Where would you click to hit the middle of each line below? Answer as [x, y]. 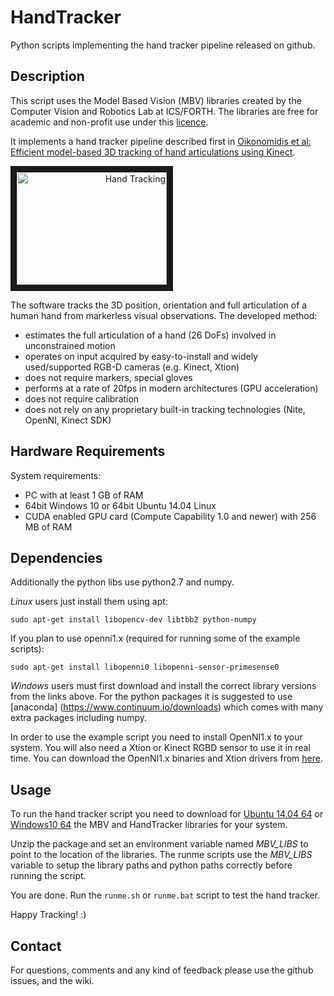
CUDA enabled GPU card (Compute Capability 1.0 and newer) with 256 [170, 516]
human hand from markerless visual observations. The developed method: [164, 315]
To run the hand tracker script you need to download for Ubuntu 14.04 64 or [167, 814]
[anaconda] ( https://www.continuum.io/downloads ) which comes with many [167, 707]
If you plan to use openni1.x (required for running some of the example [155, 638]
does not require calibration [82, 398]
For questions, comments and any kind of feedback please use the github [162, 970]
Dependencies [56, 557]
